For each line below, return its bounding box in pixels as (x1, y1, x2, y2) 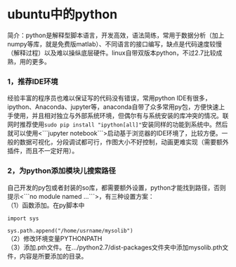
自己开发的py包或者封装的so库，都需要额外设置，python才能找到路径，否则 (7, 183, 226, 192)
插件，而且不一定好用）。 (7, 147, 79, 155)
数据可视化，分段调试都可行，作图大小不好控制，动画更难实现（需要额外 (19, 138, 229, 146)
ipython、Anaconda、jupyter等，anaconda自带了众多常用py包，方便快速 (7, 103, 219, 111)
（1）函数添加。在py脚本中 (7, 201, 85, 209)
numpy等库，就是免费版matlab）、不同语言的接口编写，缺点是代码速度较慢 (7, 39, 223, 48)
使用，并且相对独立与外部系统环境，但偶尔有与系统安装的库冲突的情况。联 (13, 112, 229, 120)
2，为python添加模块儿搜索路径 (7, 166, 116, 176)
